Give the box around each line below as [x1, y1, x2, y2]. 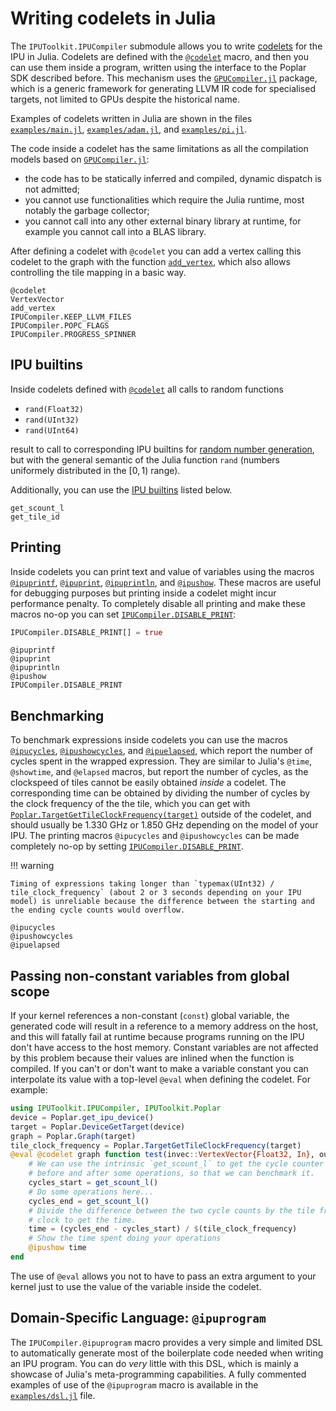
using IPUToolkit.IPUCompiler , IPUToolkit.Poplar [10, 1103, 222, 1114]
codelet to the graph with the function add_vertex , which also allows [10, 255, 291, 267]
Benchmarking [10, 707, 105, 724]
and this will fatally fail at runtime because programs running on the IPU [10, 1031, 305, 1043]
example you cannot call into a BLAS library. [24, 225, 207, 237]
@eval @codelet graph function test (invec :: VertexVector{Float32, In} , [10, 1150, 315, 1160]
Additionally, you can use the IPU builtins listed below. [10, 483, 233, 496]
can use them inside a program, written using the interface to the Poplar [10, 61, 307, 73]
